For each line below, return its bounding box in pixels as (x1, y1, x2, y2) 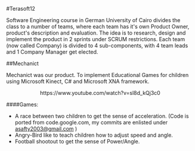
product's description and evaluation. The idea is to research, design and (6, 29, 186, 36)
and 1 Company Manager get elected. (6, 48, 98, 56)
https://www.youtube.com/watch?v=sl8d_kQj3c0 (39, 90, 161, 96)
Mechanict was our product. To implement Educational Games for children (6, 72, 189, 78)
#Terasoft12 (6, 5, 36, 12)
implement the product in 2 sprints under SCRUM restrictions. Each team (6, 36, 185, 42)
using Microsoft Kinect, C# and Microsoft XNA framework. (6, 78, 150, 85)
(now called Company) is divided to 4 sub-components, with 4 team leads (6, 42, 188, 49)
